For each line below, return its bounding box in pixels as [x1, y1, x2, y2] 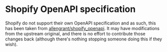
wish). [5, 41, 18, 47]
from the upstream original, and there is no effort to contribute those [5, 30, 146, 36]
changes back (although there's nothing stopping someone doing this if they [5, 36, 163, 42]
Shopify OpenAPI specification [5, 3, 136, 15]
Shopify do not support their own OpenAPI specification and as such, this [5, 20, 156, 26]
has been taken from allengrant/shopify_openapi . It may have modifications [5, 25, 160, 31]
